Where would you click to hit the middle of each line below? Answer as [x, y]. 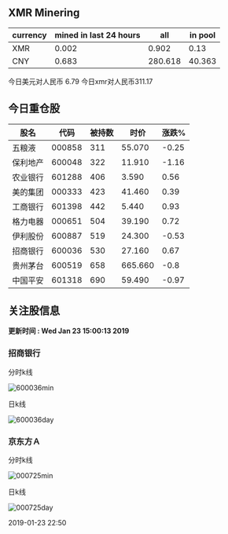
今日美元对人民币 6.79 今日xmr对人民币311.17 [81, 81]
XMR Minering [44, 13]
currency [29, 35]
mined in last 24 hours [97, 35]
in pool [203, 35]
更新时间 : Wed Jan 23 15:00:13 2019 [69, 331]
